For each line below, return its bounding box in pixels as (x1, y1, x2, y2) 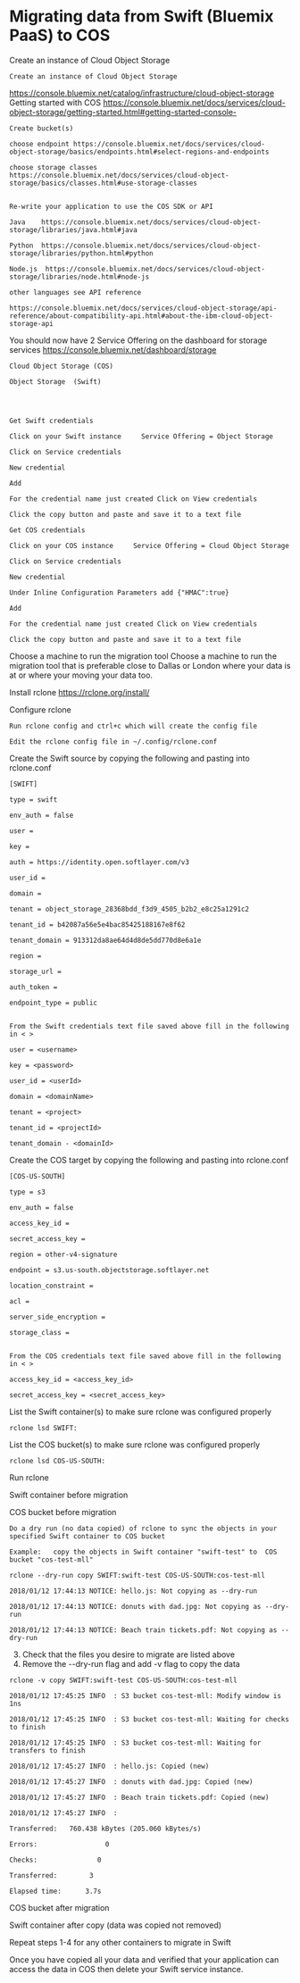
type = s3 (9, 1187, 46, 1196)
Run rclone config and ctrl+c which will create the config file (9, 721, 257, 730)
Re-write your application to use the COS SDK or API (9, 202, 214, 211)
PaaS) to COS (9, 25, 111, 46)
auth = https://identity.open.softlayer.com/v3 (9, 857, 190, 867)
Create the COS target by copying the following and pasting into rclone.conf (9, 1154, 289, 1165)
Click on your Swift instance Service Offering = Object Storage (9, 431, 274, 441)
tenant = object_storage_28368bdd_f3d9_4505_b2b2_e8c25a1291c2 (9, 904, 250, 913)
